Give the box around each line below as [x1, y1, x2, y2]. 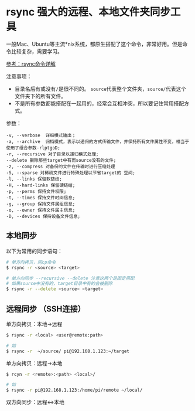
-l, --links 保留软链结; [6, 176, 63, 182]
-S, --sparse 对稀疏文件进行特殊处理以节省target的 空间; [6, 169, 136, 176]
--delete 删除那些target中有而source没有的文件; [6, 157, 117, 163]
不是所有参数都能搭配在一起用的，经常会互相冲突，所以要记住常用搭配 [14, 100, 184, 107]
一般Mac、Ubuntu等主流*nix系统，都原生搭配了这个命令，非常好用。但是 [6, 40, 183, 47]
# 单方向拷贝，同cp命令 [6, 259, 56, 265]
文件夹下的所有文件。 [14, 92, 66, 100]
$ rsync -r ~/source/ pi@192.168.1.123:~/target [6, 348, 130, 354]
